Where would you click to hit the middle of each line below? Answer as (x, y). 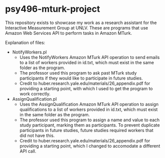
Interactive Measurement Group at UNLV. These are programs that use (77, 27)
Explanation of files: (25, 42)
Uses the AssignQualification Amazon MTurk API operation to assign (89, 104)
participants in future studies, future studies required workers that (86, 130)
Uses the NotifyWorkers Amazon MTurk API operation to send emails (90, 57)
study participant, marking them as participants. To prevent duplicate (90, 125)
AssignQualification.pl (34, 99)
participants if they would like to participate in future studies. (81, 78)
